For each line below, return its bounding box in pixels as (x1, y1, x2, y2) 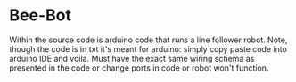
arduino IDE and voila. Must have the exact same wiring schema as (9, 53, 255, 63)
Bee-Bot (9, 5, 71, 26)
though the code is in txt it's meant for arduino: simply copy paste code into (9, 43, 287, 54)
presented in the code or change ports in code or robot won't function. (9, 63, 269, 73)
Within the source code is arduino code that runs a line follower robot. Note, (9, 34, 288, 45)
